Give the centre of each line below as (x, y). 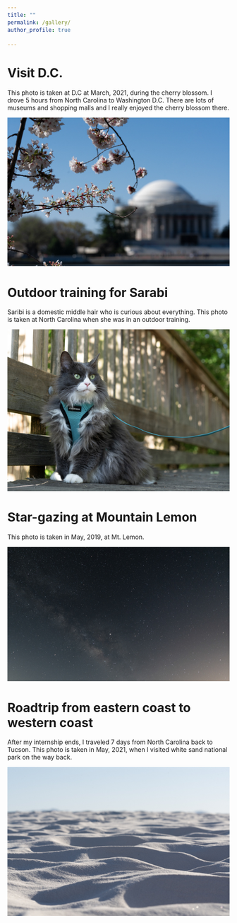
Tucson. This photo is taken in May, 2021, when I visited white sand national (117, 750)
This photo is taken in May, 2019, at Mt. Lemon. (76, 537)
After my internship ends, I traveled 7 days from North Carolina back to (110, 742)
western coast (50, 722)
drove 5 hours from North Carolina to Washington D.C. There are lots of (111, 100)
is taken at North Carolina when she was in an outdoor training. (99, 320)
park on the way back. (40, 757)
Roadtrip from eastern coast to (99, 708)
